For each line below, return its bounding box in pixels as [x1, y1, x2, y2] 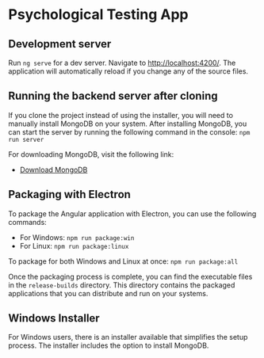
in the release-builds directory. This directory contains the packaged [8, 280, 235, 290]
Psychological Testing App [8, 6, 189, 24]
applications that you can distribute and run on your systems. [8, 288, 209, 298]
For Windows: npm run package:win [19, 232, 135, 242]
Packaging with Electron [8, 188, 131, 201]
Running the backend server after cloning [8, 89, 218, 103]
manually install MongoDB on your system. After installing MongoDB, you [8, 119, 247, 128]
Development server [8, 37, 112, 51]
